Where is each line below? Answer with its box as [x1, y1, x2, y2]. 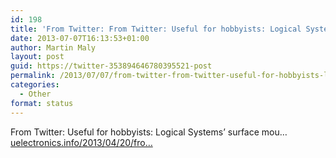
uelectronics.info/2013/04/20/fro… [10, 136, 153, 148]
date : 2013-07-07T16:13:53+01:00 [10, 33, 150, 43]
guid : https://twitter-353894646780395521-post [10, 61, 213, 71]
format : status [10, 98, 74, 108]
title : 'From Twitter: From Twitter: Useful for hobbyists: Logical [10, 24, 302, 34]
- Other [19, 89, 52, 99]
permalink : [10, 71, 56, 81]
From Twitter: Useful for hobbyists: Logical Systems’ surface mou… [10, 126, 288, 138]
